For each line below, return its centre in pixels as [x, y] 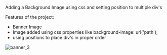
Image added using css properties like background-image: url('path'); [85, 32]
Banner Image [27, 27]
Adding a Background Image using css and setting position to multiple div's [84, 7]
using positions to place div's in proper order [59, 38]
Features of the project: [30, 17]
